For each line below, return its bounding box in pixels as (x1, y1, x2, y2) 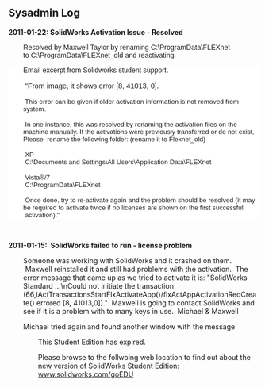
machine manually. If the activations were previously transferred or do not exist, (23, 127, 255, 136)
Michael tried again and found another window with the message (23, 321, 236, 331)
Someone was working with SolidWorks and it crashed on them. (23, 255, 232, 265)
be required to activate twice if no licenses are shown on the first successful (23, 203, 244, 212)
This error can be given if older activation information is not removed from (25, 97, 240, 105)
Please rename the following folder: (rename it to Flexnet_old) (23, 135, 206, 144)
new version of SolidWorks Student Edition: (38, 361, 180, 370)
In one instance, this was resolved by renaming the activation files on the (25, 120, 238, 128)
